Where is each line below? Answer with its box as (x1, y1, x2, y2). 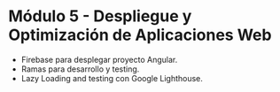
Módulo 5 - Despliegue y (8, 6, 192, 27)
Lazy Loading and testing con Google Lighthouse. (20, 73, 203, 83)
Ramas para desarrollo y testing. (20, 64, 140, 74)
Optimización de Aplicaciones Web (8, 25, 272, 45)
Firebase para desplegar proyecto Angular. (20, 54, 178, 65)
